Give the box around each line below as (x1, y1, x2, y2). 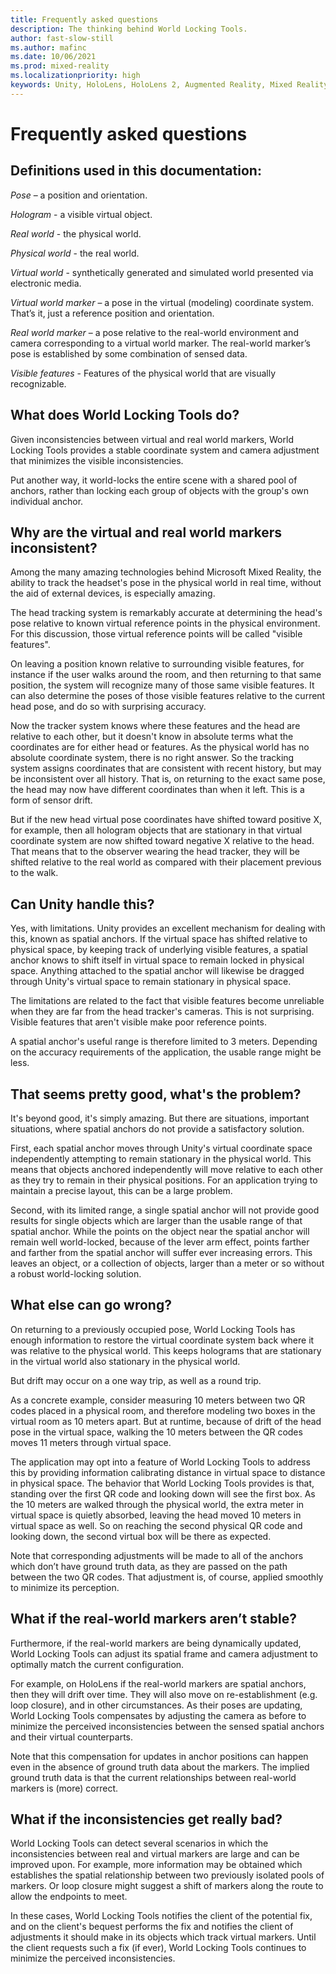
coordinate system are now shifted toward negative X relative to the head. (10, 835, 315, 847)
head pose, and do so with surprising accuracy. (10, 701, 207, 713)
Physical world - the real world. (10, 247, 140, 259)
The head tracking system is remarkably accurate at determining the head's (10, 607, 323, 619)
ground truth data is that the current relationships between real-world (10, 1771, 297, 1783)
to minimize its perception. (10, 1581, 120, 1593)
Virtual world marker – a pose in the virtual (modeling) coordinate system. (10, 296, 315, 308)
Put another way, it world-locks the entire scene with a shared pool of (10, 474, 298, 486)
